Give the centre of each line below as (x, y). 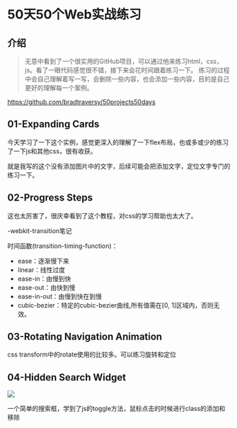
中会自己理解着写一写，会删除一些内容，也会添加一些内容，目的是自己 (127, 79)
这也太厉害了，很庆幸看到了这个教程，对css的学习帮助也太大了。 (102, 215)
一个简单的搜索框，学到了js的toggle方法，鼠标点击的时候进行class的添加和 (116, 409)
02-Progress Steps (50, 198)
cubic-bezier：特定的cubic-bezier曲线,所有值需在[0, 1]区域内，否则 (115, 305)
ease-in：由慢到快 (44, 278)
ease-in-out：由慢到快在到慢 (60, 296)
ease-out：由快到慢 (46, 287)
